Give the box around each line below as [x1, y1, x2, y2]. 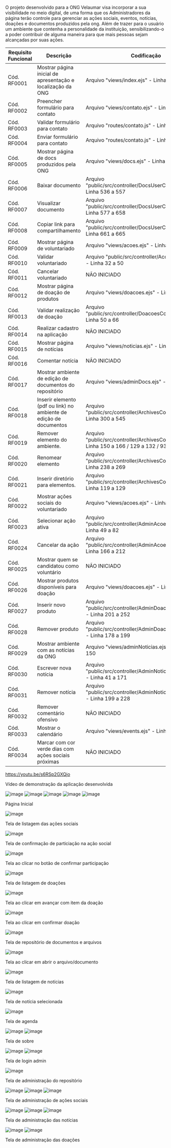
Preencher [37, 98, 62, 105]
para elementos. [37, 481, 76, 489]
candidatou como [37, 563, 79, 569]
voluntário [37, 569, 61, 576]
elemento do [37, 436, 67, 443]
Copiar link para [37, 221, 75, 227]
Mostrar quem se [37, 556, 78, 563]
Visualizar [37, 200, 61, 207]
